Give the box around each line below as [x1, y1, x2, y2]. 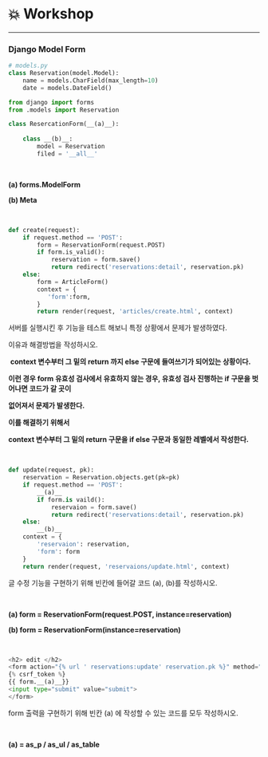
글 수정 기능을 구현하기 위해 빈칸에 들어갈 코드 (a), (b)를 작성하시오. [8, 578, 218, 587]
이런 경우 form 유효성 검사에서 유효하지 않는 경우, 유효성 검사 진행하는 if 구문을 [8, 374, 251, 384]
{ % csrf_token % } [8, 671, 66, 679]
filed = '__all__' [37, 149, 98, 158]
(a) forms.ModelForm [8, 179, 81, 189]
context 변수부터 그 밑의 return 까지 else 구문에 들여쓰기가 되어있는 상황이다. [10, 357, 251, 367]
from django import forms [8, 98, 94, 106]
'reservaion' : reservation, [37, 540, 130, 549]
